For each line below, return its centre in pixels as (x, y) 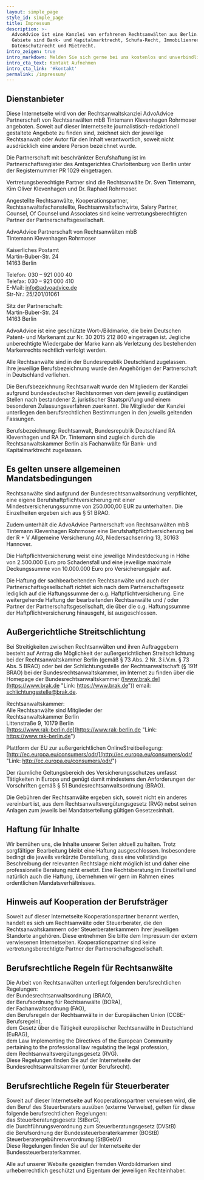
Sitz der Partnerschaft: (34, 306)
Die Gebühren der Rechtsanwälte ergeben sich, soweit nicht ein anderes (97, 797)
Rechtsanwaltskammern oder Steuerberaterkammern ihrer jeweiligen (93, 929)
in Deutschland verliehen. (38, 375)
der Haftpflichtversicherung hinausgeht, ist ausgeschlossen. (82, 613)
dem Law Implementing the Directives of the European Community (90, 1041)
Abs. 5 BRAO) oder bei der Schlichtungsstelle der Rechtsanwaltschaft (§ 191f (102, 666)
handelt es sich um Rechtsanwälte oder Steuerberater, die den (84, 923)
